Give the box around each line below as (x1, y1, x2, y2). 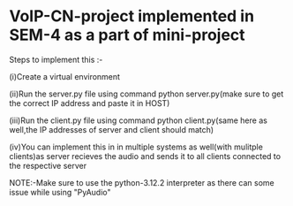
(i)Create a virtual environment (9, 71, 121, 81)
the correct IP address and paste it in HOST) (9, 97, 170, 108)
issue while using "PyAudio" (9, 187, 112, 197)
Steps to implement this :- (9, 54, 103, 65)
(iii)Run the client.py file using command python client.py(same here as (9, 115, 267, 126)
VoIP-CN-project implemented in (9, 6, 254, 27)
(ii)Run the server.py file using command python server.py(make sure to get (9, 88, 284, 99)
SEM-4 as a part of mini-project (9, 25, 245, 45)
